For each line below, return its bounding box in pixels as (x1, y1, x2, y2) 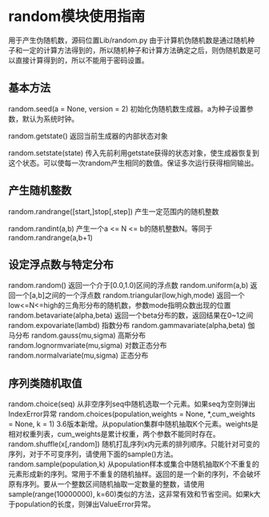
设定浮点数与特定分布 (8, 257, 114, 271)
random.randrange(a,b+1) (8, 232, 94, 242)
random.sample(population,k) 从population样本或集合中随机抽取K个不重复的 (8, 459, 259, 469)
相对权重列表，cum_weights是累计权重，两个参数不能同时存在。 (8, 430, 220, 439)
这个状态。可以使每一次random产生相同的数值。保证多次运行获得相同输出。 (8, 158, 259, 168)
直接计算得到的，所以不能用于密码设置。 (14, 55, 149, 65)
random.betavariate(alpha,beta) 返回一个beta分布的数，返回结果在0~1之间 (8, 310, 254, 321)
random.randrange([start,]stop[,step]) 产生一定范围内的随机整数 (8, 206, 219, 216)
